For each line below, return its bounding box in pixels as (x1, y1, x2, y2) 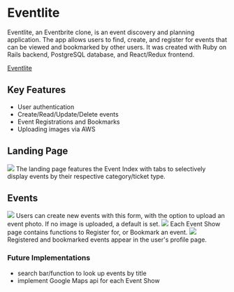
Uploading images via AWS (17, 124, 96, 133)
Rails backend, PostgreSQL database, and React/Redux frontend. (7, 50, 195, 59)
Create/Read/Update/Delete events (17, 110, 119, 118)
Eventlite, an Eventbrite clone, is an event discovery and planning (7, 28, 195, 36)
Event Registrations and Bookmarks (17, 117, 120, 126)
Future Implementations (7, 253, 91, 263)
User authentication (17, 103, 75, 111)
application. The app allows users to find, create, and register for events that (7, 35, 228, 43)
